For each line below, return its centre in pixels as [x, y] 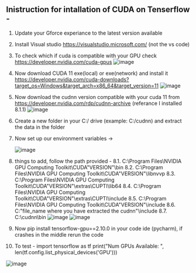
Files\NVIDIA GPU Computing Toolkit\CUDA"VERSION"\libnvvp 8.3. [95, 173]
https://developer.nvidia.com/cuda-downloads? [72, 79]
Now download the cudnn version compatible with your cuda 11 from [97, 97]
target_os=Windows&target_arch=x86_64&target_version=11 [87, 86]
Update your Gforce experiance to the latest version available [88, 33]
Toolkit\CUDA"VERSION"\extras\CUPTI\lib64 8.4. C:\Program [88, 186]
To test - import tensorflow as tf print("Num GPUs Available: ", [89, 246]
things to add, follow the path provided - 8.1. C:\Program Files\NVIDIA [98, 161]
